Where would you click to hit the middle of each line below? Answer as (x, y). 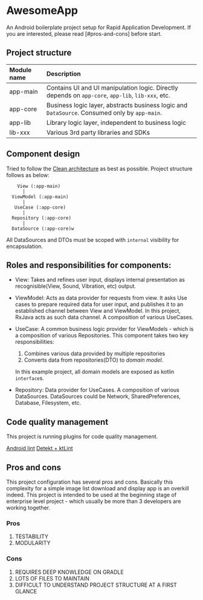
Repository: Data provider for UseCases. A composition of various (97, 390)
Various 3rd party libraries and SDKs (98, 132)
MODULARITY (33, 543)
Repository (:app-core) (41, 218)
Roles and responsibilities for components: (89, 265)
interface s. (29, 378)
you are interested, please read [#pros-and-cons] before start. (84, 33)
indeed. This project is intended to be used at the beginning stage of (92, 495)
